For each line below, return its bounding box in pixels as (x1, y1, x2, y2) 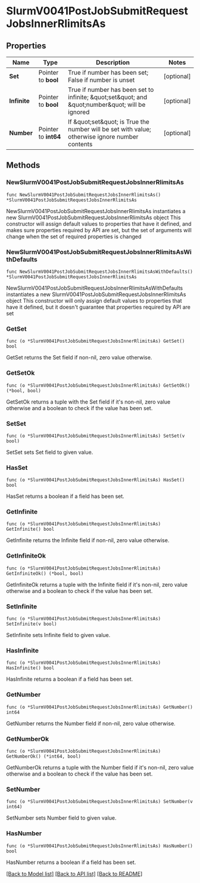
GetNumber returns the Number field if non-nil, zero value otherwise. (6, 719, 176, 727)
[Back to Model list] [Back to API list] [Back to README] (6, 870, 143, 877)
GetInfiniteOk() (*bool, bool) (6, 570, 84, 577)
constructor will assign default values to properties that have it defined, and (6, 220, 192, 227)
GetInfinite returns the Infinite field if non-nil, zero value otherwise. (6, 537, 170, 544)
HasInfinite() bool (6, 665, 55, 671)
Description (96, 59, 130, 66)
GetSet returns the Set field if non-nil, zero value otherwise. (6, 354, 152, 361)
